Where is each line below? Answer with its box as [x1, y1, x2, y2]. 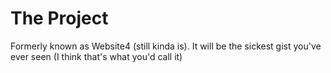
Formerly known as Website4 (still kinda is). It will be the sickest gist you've [10, 40, 322, 52]
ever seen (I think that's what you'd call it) [10, 50, 183, 62]
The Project [10, 7, 109, 30]
